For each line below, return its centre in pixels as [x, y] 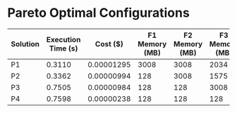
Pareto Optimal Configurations [99, 13]
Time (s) [63, 48]
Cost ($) [109, 44]
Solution [25, 44]
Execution [63, 39]
